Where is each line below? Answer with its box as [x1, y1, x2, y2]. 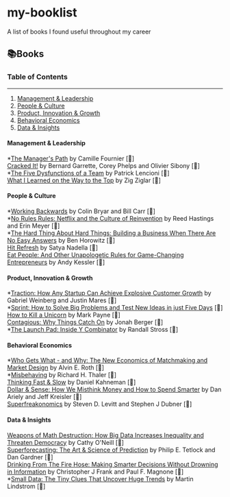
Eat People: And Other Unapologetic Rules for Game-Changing [7, 251, 184, 259]
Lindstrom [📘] [7, 482, 46, 490]
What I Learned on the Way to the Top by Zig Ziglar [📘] [7, 176, 161, 184]
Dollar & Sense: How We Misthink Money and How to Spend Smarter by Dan [7, 385, 222, 393]
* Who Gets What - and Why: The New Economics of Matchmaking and [7, 356, 208, 365]
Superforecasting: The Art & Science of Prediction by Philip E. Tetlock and [7, 446, 216, 454]
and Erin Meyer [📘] [7, 221, 60, 230]
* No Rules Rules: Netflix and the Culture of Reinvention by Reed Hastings [7, 215, 214, 223]
